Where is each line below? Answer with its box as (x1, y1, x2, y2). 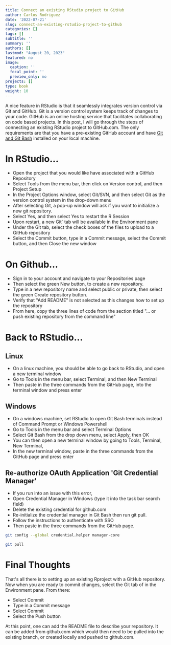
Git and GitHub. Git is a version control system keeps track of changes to (5, 108, 159, 114)
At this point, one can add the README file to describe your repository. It (5, 623, 158, 629)
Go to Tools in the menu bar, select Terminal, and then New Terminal (12, 376, 157, 382)
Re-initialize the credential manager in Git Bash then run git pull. (12, 512, 147, 518)
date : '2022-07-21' (5, 17, 47, 22)
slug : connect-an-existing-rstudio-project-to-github (5, 21, 123, 27)
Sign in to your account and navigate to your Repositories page (12, 275, 145, 282)
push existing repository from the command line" (12, 313, 116, 320)
